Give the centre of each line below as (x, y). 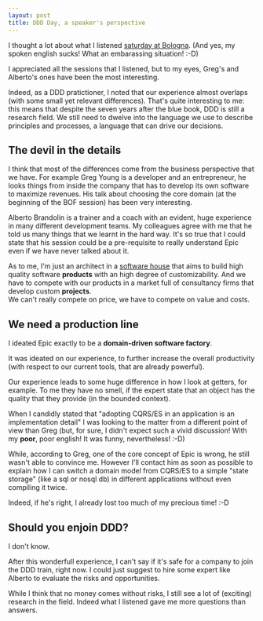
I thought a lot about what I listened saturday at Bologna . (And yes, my (122, 45)
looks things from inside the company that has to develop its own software (129, 186)
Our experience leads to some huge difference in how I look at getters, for (128, 382)
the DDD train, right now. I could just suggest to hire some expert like (119, 569)
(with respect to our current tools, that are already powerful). (106, 367)
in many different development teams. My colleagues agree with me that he (130, 226)
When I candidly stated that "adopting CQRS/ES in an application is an (122, 414)
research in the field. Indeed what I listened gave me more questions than (127, 601)
